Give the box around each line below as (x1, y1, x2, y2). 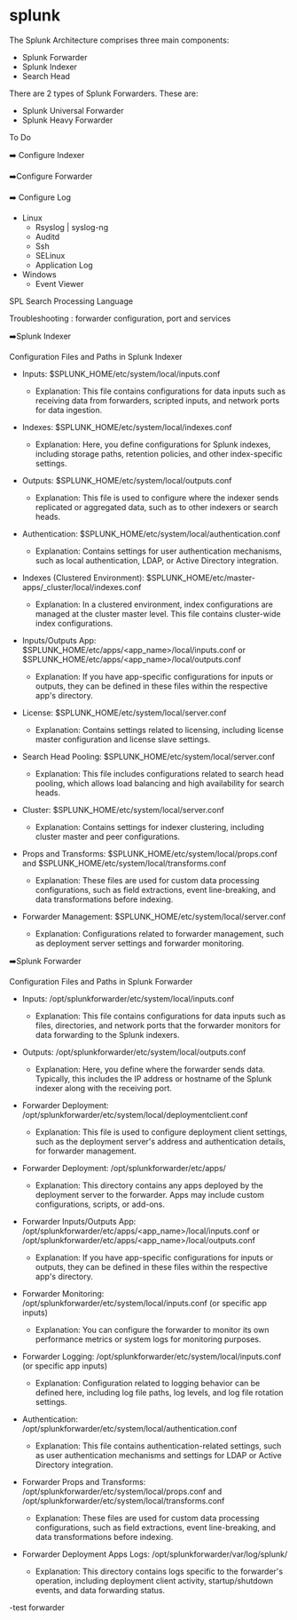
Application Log (35, 259, 93, 270)
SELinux (35, 250, 66, 260)
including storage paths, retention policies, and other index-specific (35, 448, 284, 459)
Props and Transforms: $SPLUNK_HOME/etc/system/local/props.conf (21, 848, 277, 858)
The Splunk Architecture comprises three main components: (9, 35, 230, 45)
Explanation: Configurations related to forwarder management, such (35, 928, 285, 938)
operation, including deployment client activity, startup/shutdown (35, 1575, 274, 1586)
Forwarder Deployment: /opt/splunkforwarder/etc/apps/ (21, 1162, 226, 1173)
